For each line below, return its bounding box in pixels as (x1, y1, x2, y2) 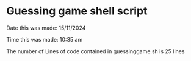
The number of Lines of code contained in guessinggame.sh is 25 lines (6, 47, 185, 55)
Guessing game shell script (6, 4, 148, 18)
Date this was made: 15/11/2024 (6, 24, 86, 31)
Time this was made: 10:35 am (6, 36, 83, 43)
